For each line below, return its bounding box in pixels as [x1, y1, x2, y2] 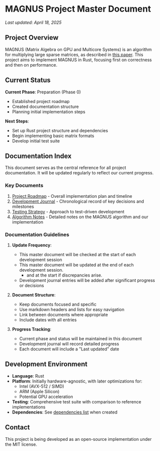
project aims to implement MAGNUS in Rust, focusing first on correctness [5, 57, 152, 63]
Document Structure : [12, 292, 56, 297]
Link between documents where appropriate [19, 312, 108, 317]
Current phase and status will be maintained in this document [19, 335, 142, 341]
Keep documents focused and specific [19, 301, 97, 307]
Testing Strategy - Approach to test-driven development [12, 208, 125, 214]
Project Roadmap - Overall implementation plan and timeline [12, 193, 132, 199]
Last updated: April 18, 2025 [5, 19, 62, 25]
